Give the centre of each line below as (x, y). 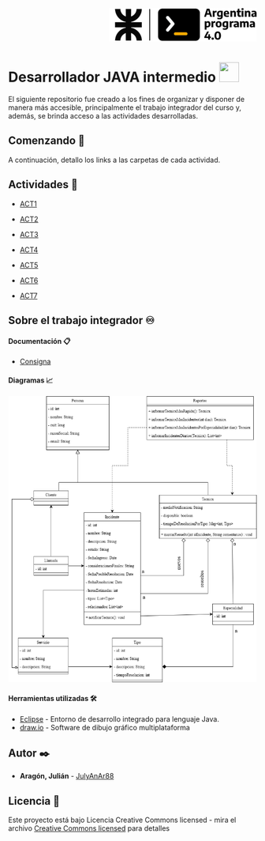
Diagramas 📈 (31, 380)
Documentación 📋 (39, 341)
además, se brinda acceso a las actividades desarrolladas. (103, 115)
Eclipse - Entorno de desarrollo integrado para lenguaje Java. (119, 718)
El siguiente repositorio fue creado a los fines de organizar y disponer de (127, 99)
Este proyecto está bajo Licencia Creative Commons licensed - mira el (122, 820)
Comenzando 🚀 (47, 141)
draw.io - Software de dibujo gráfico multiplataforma (105, 727)
